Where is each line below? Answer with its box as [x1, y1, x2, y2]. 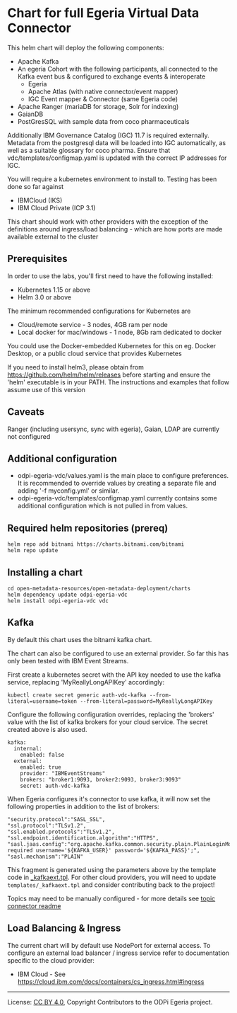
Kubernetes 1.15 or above [17, 285, 90, 294]
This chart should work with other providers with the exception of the [7, 217, 209, 226]
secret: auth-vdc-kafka [20, 782, 90, 789]
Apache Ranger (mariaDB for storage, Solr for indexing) [17, 102, 179, 110]
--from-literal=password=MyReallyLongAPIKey [80, 697, 213, 705]
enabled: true [20, 763, 61, 771]
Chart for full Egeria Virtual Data [7, 5, 200, 21]
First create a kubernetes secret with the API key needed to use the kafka [7, 670, 221, 679]
